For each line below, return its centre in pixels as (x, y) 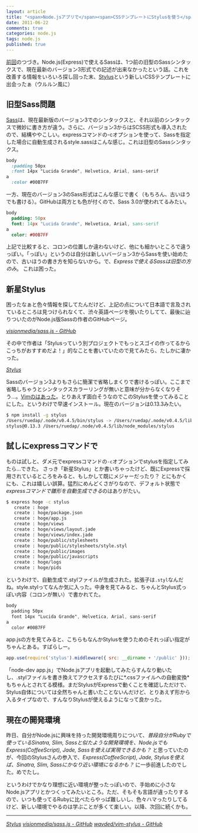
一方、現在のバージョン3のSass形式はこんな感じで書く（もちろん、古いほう (98, 195)
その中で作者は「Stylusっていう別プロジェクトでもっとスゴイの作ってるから (98, 343)
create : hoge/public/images (49, 551)
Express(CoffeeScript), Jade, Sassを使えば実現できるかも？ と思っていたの (98, 750)
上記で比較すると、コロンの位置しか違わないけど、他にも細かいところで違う (98, 247)
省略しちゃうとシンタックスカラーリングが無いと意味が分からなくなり (91, 389)
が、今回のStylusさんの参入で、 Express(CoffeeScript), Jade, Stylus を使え (95, 758)
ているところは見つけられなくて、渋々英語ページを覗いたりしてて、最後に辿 (98, 312)
